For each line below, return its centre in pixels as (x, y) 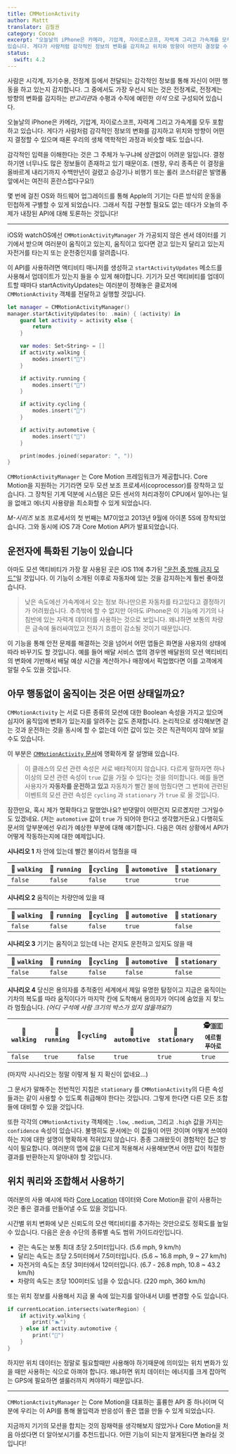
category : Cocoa (31, 33)
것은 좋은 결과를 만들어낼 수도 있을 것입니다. (67, 1208)
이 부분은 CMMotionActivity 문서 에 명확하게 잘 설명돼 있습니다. (93, 753)
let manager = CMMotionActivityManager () (69, 307)
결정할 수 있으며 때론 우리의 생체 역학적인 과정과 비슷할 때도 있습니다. (109, 139)
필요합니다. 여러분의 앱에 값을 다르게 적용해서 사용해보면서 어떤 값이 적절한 (122, 1148)
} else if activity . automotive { (69, 1329)
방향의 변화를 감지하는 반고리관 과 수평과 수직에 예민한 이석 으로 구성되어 (106, 98)
